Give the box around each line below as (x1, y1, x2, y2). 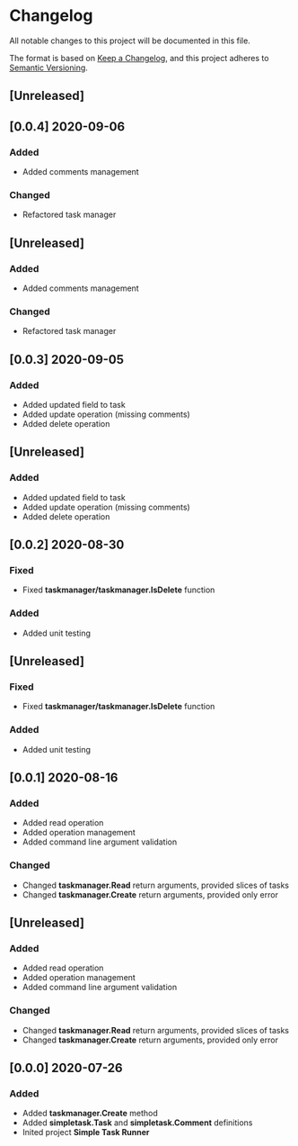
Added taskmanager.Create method (22, 1108, 159, 1119)
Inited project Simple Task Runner (22, 1127, 150, 1138)
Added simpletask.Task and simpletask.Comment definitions (22, 1117, 253, 1128)
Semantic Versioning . (9, 62, 88, 73)
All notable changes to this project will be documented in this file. (9, 35, 251, 46)
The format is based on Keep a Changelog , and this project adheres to (9, 52, 269, 63)
